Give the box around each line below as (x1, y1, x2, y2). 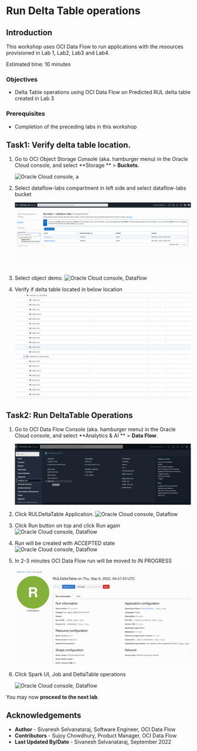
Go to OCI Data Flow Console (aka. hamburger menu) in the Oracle (14, 426, 176, 433)
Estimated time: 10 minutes (6, 61, 72, 68)
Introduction (6, 28, 53, 38)
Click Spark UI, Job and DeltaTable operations (14, 670, 126, 678)
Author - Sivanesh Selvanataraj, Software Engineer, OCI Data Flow (14, 726, 176, 733)
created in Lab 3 (14, 95, 55, 102)
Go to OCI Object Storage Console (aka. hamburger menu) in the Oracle (14, 156, 188, 163)
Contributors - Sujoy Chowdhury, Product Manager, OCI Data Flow (14, 732, 177, 739)
